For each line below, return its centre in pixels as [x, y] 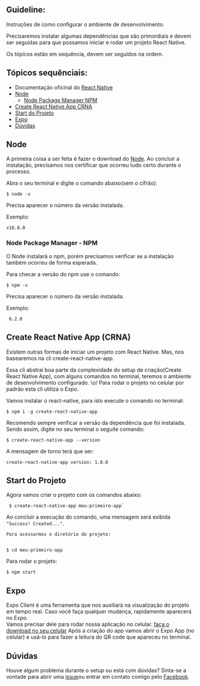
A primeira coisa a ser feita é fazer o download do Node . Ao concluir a [93, 159]
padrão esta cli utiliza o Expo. [43, 389]
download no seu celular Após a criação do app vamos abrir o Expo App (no [100, 631]
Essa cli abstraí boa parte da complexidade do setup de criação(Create [94, 370]
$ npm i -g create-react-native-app [52, 411]
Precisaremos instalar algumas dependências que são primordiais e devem [99, 36]
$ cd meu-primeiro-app [34, 550]
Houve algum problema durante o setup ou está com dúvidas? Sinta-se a [96, 670]
